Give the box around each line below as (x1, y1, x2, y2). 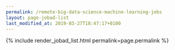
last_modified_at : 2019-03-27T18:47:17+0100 (6, 20, 121, 26)
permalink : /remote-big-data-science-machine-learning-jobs (6, 9, 163, 15)
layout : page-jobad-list (6, 15, 69, 21)
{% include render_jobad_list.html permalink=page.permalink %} (6, 37, 169, 45)
